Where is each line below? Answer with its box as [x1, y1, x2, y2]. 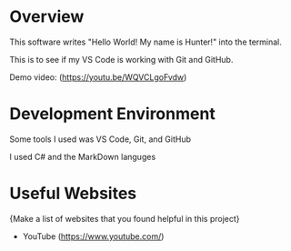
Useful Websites [9, 184, 137, 204]
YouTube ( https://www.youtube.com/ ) [22, 230, 165, 242]
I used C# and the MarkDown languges [9, 151, 156, 162]
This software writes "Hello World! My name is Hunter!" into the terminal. [9, 36, 282, 47]
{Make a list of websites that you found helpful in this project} [9, 213, 240, 224]
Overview [9, 6, 85, 27]
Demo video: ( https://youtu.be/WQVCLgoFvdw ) [9, 71, 187, 83]
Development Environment [9, 104, 216, 125]
